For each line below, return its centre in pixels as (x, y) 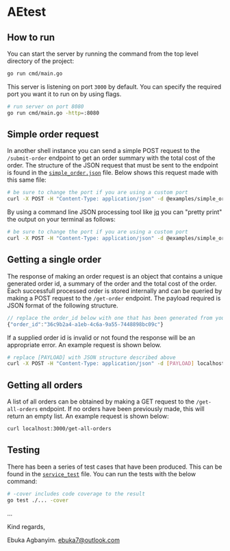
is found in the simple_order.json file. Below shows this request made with (113, 173)
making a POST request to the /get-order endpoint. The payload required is (114, 298)
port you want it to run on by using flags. (64, 94)
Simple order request (53, 134)
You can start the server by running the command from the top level (103, 54)
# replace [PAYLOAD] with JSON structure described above (91, 357)
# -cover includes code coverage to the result (76, 494)
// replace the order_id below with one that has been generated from (110, 318)
